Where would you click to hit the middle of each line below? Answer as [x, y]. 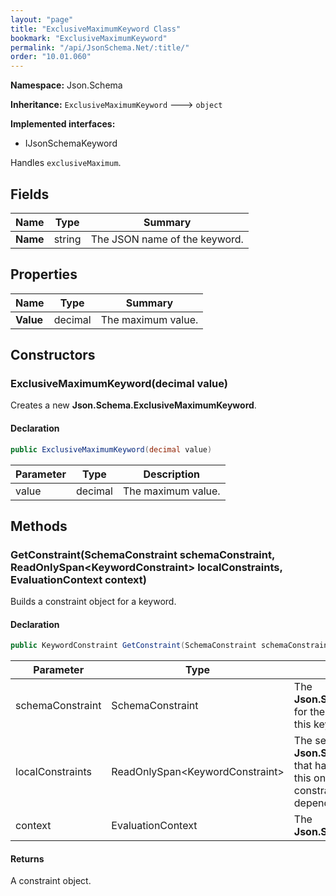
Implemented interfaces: [63, 124]
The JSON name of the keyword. [167, 239]
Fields [30, 194]
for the [309, 712]
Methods [39, 526]
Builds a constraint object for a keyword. [93, 602]
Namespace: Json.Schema [66, 85]
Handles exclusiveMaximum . [66, 163]
